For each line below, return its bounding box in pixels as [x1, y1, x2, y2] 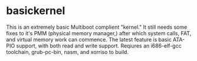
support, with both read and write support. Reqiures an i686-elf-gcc [16, 42, 182, 49]
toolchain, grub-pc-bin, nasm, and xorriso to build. [6, 48, 129, 55]
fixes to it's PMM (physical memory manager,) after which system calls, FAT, [6, 29, 192, 36]
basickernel [6, 4, 65, 18]
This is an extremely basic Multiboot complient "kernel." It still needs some [6, 23, 188, 30]
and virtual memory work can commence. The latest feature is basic [6, 36, 172, 43]
